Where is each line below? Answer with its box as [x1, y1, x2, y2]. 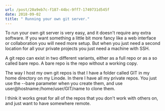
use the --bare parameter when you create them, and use [5, 80, 123, 86]
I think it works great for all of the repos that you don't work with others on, [5, 95, 159, 101]
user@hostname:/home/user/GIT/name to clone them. [5, 86, 115, 92]
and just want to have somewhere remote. [5, 101, 91, 107]
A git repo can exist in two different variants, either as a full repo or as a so [5, 55, 158, 61]
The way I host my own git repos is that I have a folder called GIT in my [5, 70, 150, 76]
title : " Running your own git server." [5, 16, 90, 21]
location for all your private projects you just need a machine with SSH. [5, 45, 150, 52]
